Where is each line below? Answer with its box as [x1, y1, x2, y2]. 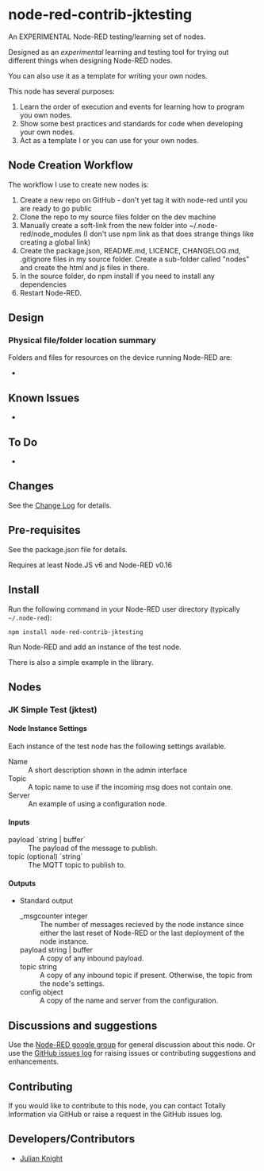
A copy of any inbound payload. [39, 953, 144, 963]
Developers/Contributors [8, 1132, 136, 1146]
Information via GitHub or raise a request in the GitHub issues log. [8, 1110, 224, 1119]
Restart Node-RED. [19, 288, 82, 297]
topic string [19, 962, 58, 972]
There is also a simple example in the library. [8, 657, 154, 667]
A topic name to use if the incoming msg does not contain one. [28, 783, 233, 792]
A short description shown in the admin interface [28, 765, 188, 775]
